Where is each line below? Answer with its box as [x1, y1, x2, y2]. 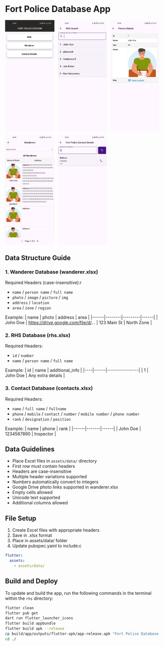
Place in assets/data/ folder [12, 538, 68, 544]
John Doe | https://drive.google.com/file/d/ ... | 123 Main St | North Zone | [5, 320, 152, 325]
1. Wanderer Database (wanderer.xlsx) [5, 268, 98, 275]
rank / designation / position [12, 416, 71, 422]
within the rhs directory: [5, 595, 54, 601]
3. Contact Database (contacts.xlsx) [5, 385, 93, 392]
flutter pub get [5, 611, 38, 615]
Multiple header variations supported [12, 474, 87, 480]
